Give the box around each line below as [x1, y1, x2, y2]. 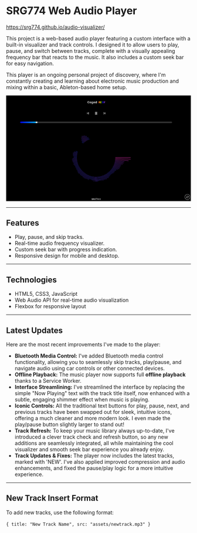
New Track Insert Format [6, 493, 98, 503]
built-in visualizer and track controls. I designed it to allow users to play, [6, 41, 179, 48]
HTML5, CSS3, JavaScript [14, 291, 78, 298]
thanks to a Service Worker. [14, 377, 82, 384]
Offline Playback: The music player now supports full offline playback [14, 371, 186, 378]
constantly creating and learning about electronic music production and [6, 77, 179, 85]
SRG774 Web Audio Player [6, 4, 137, 18]
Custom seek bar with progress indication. [14, 246, 117, 253]
